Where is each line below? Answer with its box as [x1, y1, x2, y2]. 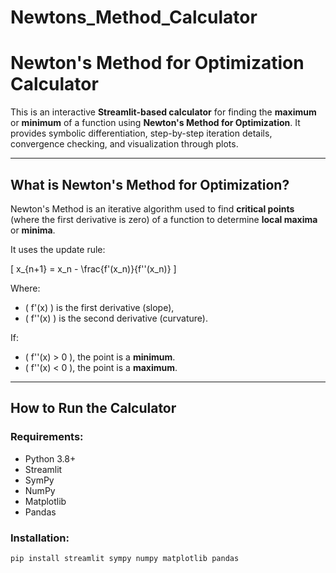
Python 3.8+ [24, 452, 77, 465]
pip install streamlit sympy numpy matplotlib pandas [10, 553, 240, 563]
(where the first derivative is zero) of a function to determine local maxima [10, 213, 318, 225]
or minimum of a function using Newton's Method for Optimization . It [10, 117, 301, 129]
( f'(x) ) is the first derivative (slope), [24, 301, 175, 313]
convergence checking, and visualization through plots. [10, 138, 239, 150]
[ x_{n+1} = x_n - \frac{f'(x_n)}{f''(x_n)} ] [10, 262, 177, 275]
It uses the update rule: [10, 243, 106, 255]
